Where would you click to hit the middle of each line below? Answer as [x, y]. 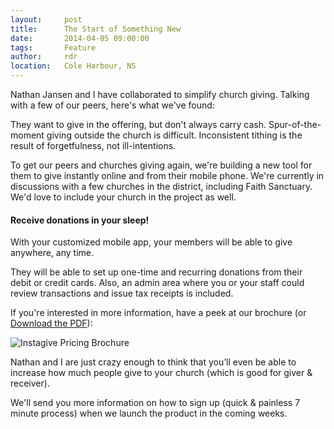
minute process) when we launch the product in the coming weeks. [149, 413]
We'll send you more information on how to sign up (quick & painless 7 [155, 403]
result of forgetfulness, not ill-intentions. [93, 145]
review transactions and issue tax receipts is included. [122, 293]
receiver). [30, 383]
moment [27, 135]
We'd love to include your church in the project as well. [123, 197]
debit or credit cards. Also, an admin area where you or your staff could [157, 283]
